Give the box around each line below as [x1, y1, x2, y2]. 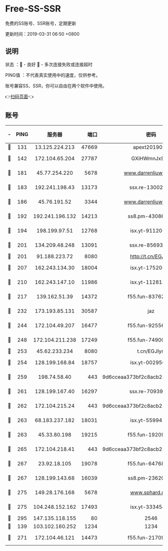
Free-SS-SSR [5, 3, 61, 15]
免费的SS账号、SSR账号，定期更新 [5, 20, 76, 26]
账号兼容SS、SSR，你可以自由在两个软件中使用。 [5, 82, 107, 88]
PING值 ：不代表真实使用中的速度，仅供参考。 [5, 72, 100, 78]
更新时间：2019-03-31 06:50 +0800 [5, 31, 80, 37]
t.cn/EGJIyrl [137, 348, 165, 355]
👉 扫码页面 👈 [5, 93, 34, 99]
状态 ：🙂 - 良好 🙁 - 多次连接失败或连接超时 [5, 61, 92, 67]
